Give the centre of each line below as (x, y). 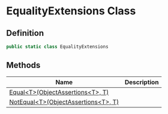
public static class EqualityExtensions (58, 47)
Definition (25, 33)
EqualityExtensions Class (71, 11)
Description (142, 82)
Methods (23, 65)
